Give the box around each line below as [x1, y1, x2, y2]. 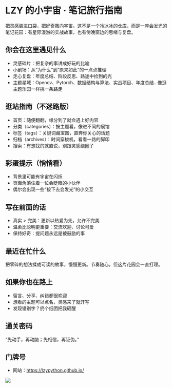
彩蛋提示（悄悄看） [5, 159, 66, 167]
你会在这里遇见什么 [5, 46, 66, 54]
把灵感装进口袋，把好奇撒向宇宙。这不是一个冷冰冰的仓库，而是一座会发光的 [5, 23, 167, 29]
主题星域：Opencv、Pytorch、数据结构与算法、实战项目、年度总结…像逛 [12, 79, 167, 85]
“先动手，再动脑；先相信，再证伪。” [5, 336, 80, 342]
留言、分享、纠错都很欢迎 [12, 292, 67, 298]
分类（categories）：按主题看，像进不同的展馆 [12, 123, 110, 129]
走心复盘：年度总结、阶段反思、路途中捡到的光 [12, 73, 112, 79]
